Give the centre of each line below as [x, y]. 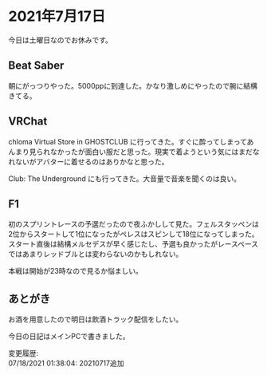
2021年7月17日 [57, 16]
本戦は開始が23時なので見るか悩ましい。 [76, 271]
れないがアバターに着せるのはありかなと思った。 [88, 161]
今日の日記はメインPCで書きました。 [69, 337]
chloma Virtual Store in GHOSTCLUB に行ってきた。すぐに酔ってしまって [128, 141]
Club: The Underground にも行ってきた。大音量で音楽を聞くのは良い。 [125, 178]
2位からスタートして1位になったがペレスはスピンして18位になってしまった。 [133, 234]
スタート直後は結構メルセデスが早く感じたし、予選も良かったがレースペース [133, 244]
